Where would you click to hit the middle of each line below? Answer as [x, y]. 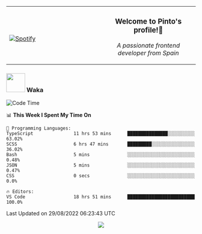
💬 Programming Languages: [38, 128]
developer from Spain [148, 52]
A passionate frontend [148, 45]
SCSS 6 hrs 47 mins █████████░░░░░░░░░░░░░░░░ [101, 144]
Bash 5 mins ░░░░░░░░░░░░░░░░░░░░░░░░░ [101, 155]
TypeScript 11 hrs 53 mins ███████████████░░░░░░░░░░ [101, 134]
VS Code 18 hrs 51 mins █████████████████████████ [101, 197]
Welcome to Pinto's [148, 22]
